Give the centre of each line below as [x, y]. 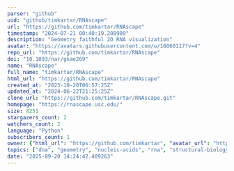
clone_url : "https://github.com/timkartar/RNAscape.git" [92, 98]
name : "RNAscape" [32, 66]
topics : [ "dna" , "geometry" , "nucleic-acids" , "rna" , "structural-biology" [119, 150]
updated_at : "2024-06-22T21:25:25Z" [60, 91]
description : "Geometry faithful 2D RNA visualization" [90, 40]
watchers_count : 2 [34, 124]
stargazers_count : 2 [37, 117]
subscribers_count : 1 [39, 137]
